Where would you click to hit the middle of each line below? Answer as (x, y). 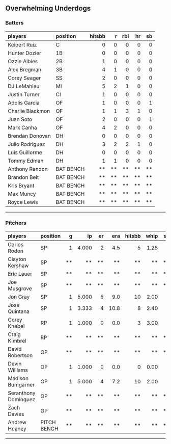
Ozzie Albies (23, 61)
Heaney (17, 429)
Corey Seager (24, 77)
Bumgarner (21, 384)
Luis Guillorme (25, 152)
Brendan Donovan (29, 136)
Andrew (17, 422)
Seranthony (22, 393)
